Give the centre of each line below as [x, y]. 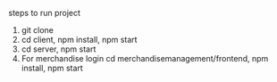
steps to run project [45, 13]
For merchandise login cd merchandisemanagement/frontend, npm [145, 58]
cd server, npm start [59, 49]
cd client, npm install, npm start [79, 40]
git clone [38, 30]
